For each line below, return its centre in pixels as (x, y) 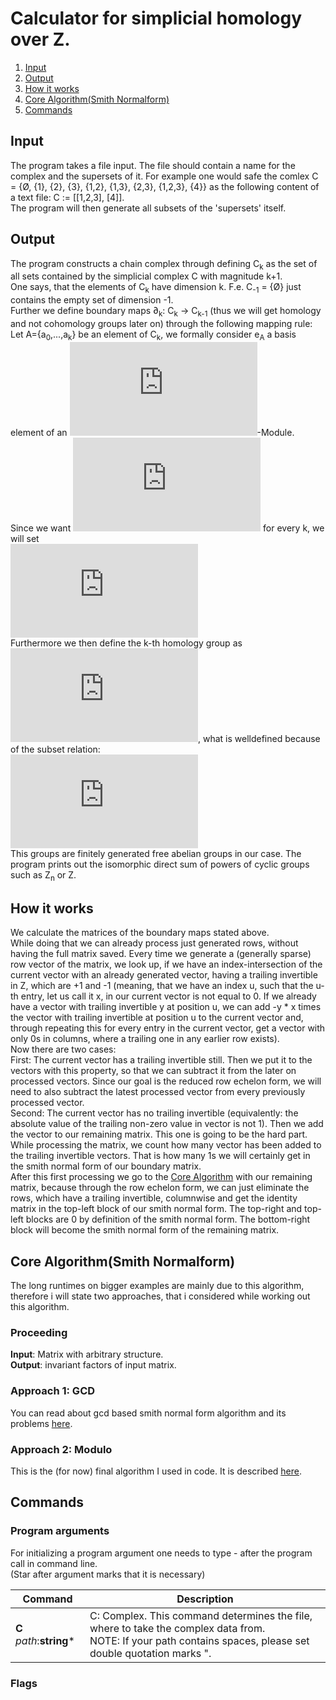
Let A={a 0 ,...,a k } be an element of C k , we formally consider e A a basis (153, 335)
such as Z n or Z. (43, 875)
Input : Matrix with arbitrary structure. (87, 1354)
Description (205, 1599)
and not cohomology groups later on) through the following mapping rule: (161, 323)
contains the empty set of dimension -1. (92, 300)
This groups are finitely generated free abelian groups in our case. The (156, 853)
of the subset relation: (55, 749)
